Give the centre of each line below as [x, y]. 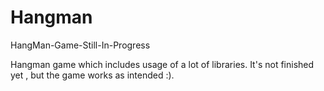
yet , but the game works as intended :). [92, 75]
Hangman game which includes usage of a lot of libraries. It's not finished [162, 64]
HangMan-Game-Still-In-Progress [80, 45]
